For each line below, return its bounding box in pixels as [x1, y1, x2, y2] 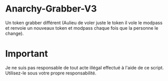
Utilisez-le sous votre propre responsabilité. [5, 70, 97, 76]
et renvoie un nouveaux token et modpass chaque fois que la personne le [5, 25, 158, 31]
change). [5, 30, 24, 36]
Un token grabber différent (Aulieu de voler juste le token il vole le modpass [5, 20, 163, 26]
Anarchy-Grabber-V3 [5, 3, 97, 15]
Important [5, 48, 48, 59]
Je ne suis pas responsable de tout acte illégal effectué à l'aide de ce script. [5, 64, 164, 70]
